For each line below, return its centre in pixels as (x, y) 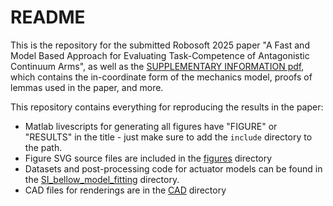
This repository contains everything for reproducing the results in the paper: (167, 107)
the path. (43, 147)
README (48, 17)
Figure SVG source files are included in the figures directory (148, 158)
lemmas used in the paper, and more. (87, 87)
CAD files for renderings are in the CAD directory (125, 190)
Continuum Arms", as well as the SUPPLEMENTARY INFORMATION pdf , (157, 66)
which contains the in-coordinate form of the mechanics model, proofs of (161, 77)
